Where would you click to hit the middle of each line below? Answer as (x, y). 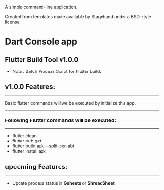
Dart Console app (41, 42)
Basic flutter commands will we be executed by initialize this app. (71, 103)
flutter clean (24, 136)
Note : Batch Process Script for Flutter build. (56, 71)
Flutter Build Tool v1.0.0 (42, 59)
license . (13, 22)
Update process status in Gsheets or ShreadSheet (63, 183)
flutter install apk (29, 151)
